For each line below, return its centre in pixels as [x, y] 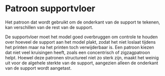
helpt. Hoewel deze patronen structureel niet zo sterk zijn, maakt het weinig [82, 57]
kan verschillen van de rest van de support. [49, 27]
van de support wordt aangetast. [38, 68]
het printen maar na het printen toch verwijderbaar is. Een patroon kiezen [80, 47]
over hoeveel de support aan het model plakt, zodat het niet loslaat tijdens [81, 42]
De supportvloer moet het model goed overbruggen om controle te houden [82, 37]
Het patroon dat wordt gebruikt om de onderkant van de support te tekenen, [83, 22]
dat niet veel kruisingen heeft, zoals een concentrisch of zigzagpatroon [78, 52]
